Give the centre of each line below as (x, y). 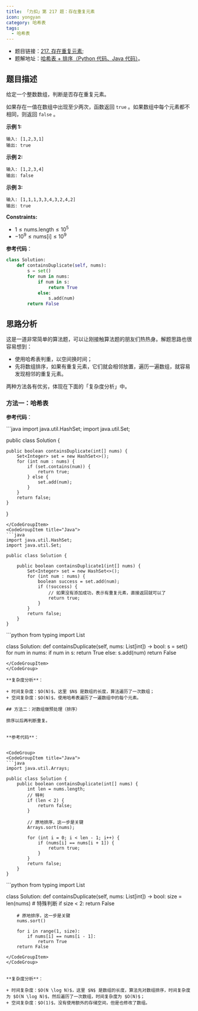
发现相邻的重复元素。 (40, 373)
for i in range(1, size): (49, 931)
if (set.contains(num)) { (59, 467)
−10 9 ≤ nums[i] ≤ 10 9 (40, 236)
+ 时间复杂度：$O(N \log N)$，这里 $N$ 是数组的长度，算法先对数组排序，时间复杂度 (98, 990)
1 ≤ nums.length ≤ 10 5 (42, 229)
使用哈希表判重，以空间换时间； (53, 359)
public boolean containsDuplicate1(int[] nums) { (79, 566)
